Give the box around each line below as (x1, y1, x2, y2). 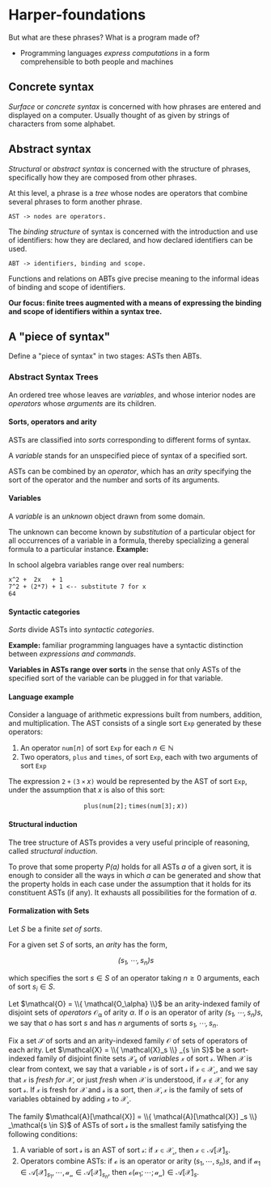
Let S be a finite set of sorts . (8, 924, 103, 934)
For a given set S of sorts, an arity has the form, (8, 939, 168, 949)
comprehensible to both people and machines (19, 57, 174, 66)
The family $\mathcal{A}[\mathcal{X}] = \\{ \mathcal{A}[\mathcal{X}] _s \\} (8, 1112, 257, 1121)
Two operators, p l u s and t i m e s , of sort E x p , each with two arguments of (19, 752, 259, 762)
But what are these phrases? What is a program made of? (8, 32, 201, 42)
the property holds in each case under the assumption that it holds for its (8, 879, 252, 888)
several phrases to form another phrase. (8, 197, 143, 206)
